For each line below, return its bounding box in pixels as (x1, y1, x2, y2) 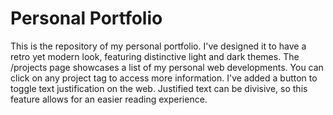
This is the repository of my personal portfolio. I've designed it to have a (10, 40, 307, 52)
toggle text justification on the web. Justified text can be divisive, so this (10, 82, 308, 94)
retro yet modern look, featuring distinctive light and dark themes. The (10, 50, 300, 62)
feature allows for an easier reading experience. (10, 93, 208, 105)
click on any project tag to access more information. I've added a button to (10, 72, 318, 84)
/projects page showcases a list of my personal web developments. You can (10, 61, 324, 73)
